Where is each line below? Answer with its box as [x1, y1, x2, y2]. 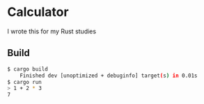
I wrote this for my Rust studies [7, 27, 96, 35]
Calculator [7, 4, 69, 20]
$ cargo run [7, 78, 42, 85]
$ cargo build [7, 65, 49, 73]
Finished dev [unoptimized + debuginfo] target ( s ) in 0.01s [19, 72, 198, 79]
